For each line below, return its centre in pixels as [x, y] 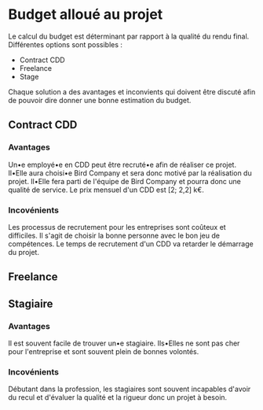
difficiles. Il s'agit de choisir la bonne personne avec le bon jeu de [114, 235]
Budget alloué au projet [86, 15]
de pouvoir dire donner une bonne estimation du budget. [100, 100]
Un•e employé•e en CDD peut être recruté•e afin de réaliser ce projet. [122, 164]
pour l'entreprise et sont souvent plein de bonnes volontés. [104, 351]
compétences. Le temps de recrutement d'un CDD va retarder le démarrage [131, 244]
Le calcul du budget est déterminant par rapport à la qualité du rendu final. [129, 36]
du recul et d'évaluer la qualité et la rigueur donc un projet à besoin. [118, 397]
